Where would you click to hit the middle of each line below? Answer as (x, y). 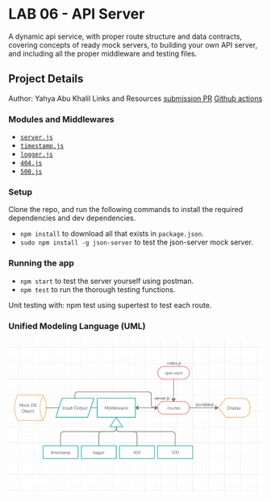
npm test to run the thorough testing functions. (98, 289)
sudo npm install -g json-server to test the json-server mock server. (137, 242)
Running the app (42, 263)
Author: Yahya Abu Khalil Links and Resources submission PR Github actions (135, 98)
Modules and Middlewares (61, 119)
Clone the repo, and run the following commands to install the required (126, 210)
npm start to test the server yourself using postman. (107, 281)
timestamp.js (42, 146)
